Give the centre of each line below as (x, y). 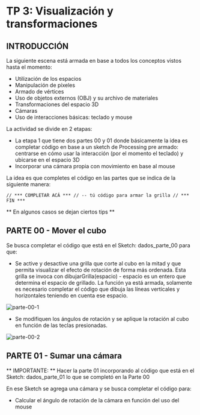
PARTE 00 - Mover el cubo (56, 231)
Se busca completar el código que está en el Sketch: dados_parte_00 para (98, 245)
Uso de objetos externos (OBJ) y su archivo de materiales (86, 98)
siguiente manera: (29, 184)
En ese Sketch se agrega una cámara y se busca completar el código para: (99, 388)
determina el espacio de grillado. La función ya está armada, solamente (103, 282)
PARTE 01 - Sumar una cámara (64, 356)
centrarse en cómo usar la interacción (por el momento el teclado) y (99, 153)
